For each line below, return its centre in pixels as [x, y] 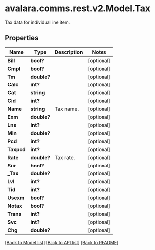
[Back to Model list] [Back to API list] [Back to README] [62, 242]
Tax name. [67, 109]
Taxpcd [17, 149]
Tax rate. [65, 157]
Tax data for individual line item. [38, 22]
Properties [22, 38]
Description [69, 52]
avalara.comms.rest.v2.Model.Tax [77, 9]
